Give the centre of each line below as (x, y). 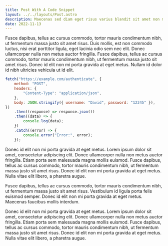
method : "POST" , (31, 84)
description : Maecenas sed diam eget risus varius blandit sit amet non (82, 19)
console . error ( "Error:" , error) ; (58, 135)
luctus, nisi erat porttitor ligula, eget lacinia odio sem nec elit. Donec (75, 49)
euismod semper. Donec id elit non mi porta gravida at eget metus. (74, 196)
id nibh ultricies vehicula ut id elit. (39, 70)
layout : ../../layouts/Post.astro (41, 15)
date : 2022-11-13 (23, 24)
